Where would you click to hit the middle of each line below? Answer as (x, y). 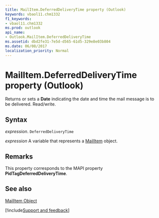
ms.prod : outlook (23, 28)
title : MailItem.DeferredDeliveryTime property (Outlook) (66, 10)
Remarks (19, 156)
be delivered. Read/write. (31, 104)
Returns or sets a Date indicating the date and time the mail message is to (80, 99)
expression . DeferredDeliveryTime (40, 132)
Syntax (16, 120)
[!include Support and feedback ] (37, 210)
